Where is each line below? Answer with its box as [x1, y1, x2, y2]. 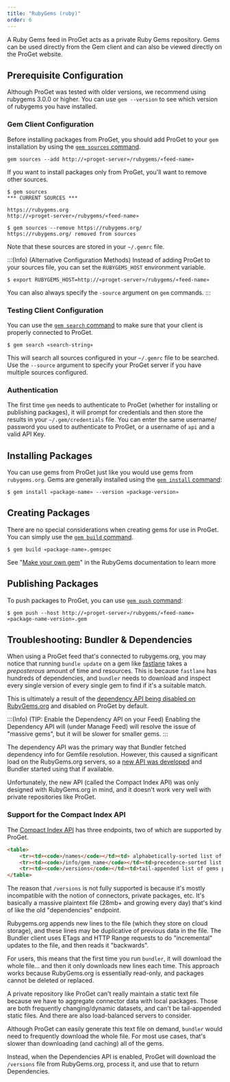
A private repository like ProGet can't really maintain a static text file [7, 989, 199, 998]
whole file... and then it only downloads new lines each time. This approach [7, 962, 220, 970]
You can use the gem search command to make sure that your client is [7, 320, 203, 329]
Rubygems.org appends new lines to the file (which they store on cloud [7, 919, 208, 928]
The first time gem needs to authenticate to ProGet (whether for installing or [7, 401, 218, 409]
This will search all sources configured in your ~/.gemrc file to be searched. [7, 353, 219, 362]
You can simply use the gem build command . [7, 532, 133, 541]
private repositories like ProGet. [7, 793, 97, 801]
